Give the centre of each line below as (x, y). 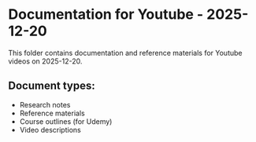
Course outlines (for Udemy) (66, 121)
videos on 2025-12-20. (45, 61)
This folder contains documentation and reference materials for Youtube (125, 53)
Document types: (52, 86)
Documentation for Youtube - (106, 15)
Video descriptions (50, 129)
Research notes (45, 104)
